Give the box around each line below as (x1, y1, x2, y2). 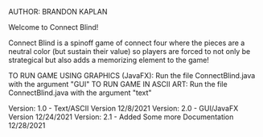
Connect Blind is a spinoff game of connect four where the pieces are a (8, 38, 245, 48)
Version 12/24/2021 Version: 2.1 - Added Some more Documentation (8, 112, 234, 122)
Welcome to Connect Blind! (8, 23, 99, 31)
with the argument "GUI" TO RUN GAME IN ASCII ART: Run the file (8, 80, 228, 89)
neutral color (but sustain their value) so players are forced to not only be (8, 47, 251, 56)
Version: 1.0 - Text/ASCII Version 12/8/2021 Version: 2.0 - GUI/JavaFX (8, 104, 239, 113)
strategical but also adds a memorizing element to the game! (8, 56, 209, 64)
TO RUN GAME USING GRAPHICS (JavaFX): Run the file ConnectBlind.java (8, 71, 256, 80)
